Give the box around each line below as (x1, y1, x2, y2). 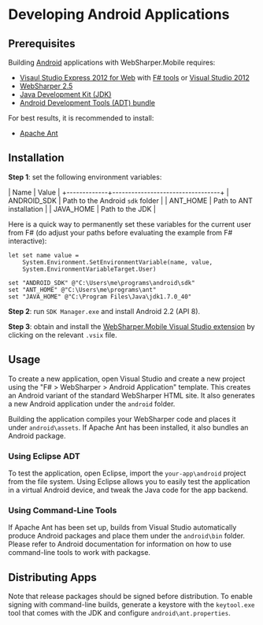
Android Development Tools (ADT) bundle (19, 98, 156, 107)
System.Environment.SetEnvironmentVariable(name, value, (22, 258, 213, 266)
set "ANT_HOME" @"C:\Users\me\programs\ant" (8, 286, 157, 294)
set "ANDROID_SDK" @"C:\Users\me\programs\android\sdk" (8, 279, 195, 287)
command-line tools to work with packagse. (8, 548, 151, 557)
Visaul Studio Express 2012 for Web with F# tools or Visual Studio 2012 (19, 73, 250, 82)
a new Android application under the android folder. (8, 399, 176, 409)
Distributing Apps (8, 571, 97, 584)
